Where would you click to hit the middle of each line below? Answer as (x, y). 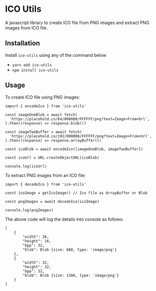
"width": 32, (36, 263)
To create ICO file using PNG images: (43, 97)
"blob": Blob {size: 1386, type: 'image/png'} (71, 275)
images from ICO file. (26, 27)
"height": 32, (37, 267)
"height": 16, (37, 241)
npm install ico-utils (35, 70)
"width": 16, (36, 237)
